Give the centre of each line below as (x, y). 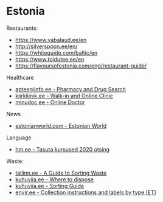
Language (19, 138)
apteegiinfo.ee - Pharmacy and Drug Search (70, 89)
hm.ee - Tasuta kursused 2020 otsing (62, 149)
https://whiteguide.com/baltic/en (56, 52)
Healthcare (20, 77)
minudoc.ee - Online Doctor (50, 102)
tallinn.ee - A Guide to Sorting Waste (61, 173)
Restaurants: (22, 28)
